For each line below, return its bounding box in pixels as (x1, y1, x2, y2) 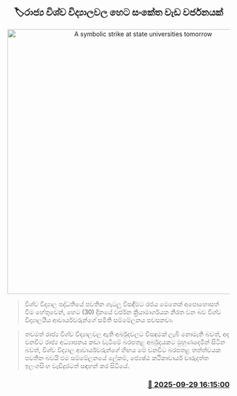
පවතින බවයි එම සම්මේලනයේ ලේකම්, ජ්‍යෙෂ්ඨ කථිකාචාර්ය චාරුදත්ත (24, 353, 209, 362)
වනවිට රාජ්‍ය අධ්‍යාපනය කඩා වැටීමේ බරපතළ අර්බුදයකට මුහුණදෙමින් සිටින (24, 337, 226, 346)
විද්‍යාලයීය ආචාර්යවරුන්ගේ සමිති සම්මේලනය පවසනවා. (24, 316, 174, 324)
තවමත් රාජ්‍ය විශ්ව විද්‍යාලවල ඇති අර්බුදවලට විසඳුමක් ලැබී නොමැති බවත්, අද (24, 330, 230, 338)
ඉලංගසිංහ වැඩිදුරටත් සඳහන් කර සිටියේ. (24, 361, 130, 370)
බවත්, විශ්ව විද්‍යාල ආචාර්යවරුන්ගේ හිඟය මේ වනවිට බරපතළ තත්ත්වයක (24, 345, 221, 354)
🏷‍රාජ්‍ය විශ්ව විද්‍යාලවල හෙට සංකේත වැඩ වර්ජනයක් (13, 6, 224, 18)
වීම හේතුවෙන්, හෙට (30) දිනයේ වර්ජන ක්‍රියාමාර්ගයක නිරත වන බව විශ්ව (24, 307, 221, 316)
